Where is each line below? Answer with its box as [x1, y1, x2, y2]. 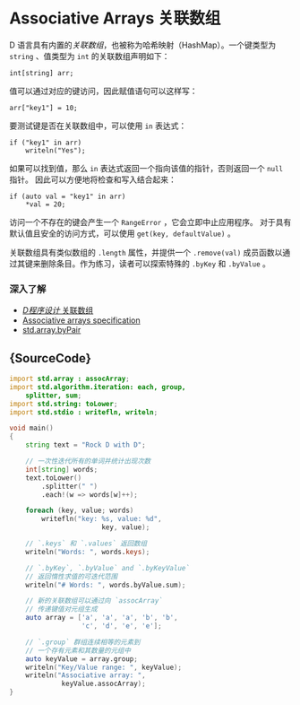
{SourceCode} [9, 351, 92, 366]
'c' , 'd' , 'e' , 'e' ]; [81, 622, 163, 631]
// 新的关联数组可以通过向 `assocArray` [25, 596, 163, 605]
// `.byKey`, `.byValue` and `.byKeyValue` [25, 563, 191, 572]
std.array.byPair [21, 325, 81, 335]
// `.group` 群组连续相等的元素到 [25, 638, 141, 647]
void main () [9, 423, 54, 433]
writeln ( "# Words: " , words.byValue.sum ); [25, 580, 186, 589]
